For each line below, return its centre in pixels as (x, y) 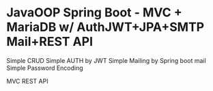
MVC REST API (27, 81)
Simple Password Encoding (45, 68)
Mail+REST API (50, 42)
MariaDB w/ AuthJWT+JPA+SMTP (105, 27)
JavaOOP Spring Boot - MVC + (94, 13)
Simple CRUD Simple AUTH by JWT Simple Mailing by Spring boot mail (106, 60)
